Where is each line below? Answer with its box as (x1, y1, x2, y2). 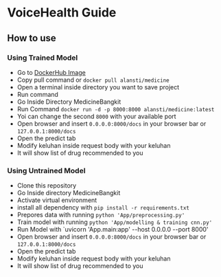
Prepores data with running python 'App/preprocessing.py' (16, 211, 185, 219)
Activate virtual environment (16, 196, 97, 204)
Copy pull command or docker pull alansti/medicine (16, 76, 170, 84)
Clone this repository (16, 181, 77, 190)
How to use (7, 32, 56, 44)
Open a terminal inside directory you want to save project (16, 82, 180, 91)
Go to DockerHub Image (16, 68, 86, 76)
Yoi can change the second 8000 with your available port (16, 112, 176, 120)
